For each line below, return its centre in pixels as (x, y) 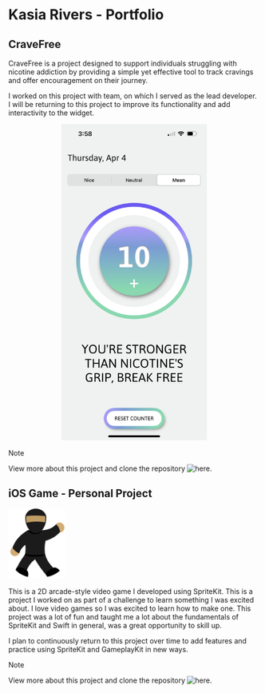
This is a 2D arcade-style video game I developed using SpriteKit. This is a (131, 591)
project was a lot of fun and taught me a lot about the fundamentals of (124, 616)
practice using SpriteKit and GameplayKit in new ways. (99, 649)
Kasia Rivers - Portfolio (86, 15)
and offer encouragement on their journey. (78, 80)
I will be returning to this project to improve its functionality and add (119, 104)
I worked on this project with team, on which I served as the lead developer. (132, 96)
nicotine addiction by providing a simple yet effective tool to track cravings (131, 72)
